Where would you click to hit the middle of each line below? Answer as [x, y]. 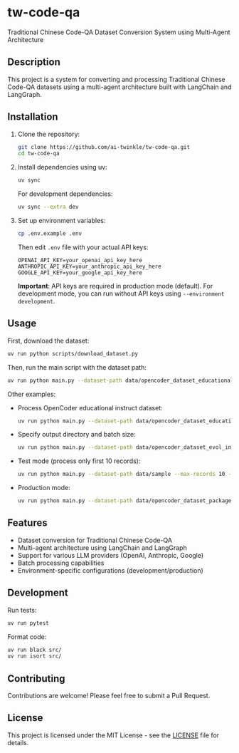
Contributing [36, 679]
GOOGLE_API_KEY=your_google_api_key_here [80, 272]
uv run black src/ [34, 650]
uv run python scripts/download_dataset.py [73, 353]
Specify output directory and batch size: [77, 435]
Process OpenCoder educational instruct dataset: [90, 407]
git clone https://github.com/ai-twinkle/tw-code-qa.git [104, 147]
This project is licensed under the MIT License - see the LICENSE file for [113, 735]
